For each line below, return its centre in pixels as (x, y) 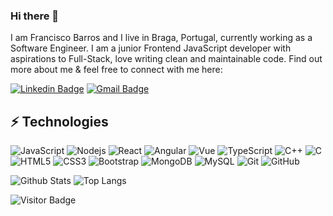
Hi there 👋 (35, 16)
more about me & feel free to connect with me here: (116, 70)
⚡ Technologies (59, 121)
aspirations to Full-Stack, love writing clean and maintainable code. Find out (166, 59)
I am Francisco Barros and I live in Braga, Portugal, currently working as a (161, 38)
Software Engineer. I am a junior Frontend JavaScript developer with (151, 48)
